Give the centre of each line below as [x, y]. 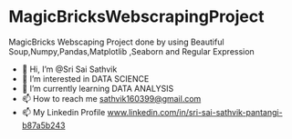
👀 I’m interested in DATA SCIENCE [85, 78]
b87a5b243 [43, 125]
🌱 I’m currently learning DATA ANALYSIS [98, 88]
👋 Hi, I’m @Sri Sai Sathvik [69, 69]
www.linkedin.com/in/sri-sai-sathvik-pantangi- [195, 112]
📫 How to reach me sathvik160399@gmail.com [111, 98]
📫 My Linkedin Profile [63, 112]
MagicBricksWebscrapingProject [136, 17]
